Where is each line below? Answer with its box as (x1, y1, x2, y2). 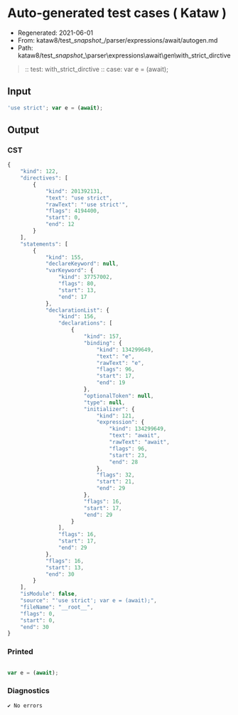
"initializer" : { (83, 405, 135, 413)
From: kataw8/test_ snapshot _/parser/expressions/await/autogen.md (17, 36, 218, 44)
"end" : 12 (45, 221, 75, 228)
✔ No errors (7, 702, 43, 709)
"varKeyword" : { (45, 267, 94, 274)
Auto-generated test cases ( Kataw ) (7, 5, 227, 21)
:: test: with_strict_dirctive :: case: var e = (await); (24, 65, 169, 73)
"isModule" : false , (20, 591, 78, 598)
